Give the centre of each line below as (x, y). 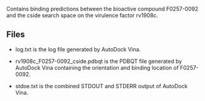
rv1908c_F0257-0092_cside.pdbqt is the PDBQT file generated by (99, 61)
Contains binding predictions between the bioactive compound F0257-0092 (102, 9)
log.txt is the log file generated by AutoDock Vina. (78, 49)
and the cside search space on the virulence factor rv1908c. (82, 15)
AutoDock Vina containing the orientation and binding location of (97, 67)
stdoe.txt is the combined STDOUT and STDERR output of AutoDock (101, 86)
